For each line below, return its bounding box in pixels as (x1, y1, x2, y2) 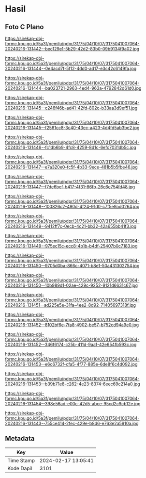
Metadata (5, 434, 35, 443)
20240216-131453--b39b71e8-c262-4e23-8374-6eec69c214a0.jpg (5, 381, 140, 387)
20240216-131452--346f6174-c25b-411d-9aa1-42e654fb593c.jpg (5, 342, 137, 347)
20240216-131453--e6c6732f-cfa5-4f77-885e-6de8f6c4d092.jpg (5, 362, 138, 367)
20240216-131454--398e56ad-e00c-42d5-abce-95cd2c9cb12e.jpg (5, 401, 141, 406)
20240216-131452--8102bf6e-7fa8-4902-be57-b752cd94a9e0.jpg (5, 322, 139, 328)
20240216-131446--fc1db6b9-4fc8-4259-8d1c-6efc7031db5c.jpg (5, 145, 136, 150)
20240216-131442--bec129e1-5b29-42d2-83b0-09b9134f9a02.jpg (5, 46, 140, 51)
